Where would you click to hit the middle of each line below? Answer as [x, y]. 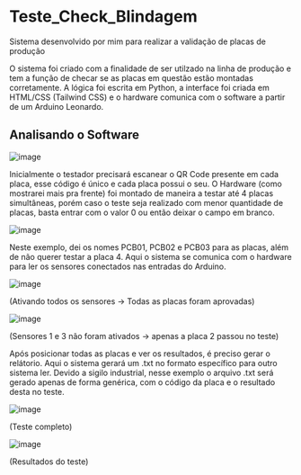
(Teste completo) [41, 426]
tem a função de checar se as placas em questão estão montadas [132, 77]
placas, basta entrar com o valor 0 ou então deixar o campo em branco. [142, 212]
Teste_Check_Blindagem [103, 17]
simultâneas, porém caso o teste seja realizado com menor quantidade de [146, 202]
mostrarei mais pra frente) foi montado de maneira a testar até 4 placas [142, 193]
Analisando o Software [75, 135]
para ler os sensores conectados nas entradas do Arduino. [118, 266]
